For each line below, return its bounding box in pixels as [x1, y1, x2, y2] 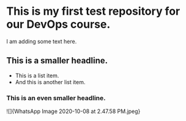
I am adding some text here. [6, 37, 77, 45]
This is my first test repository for [6, 4, 180, 18]
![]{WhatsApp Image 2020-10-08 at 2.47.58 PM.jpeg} [6, 107, 141, 115]
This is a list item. [15, 72, 59, 79]
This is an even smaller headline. [6, 93, 106, 102]
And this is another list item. [15, 78, 86, 85]
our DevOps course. [6, 17, 111, 31]
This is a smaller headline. [6, 55, 108, 66]
